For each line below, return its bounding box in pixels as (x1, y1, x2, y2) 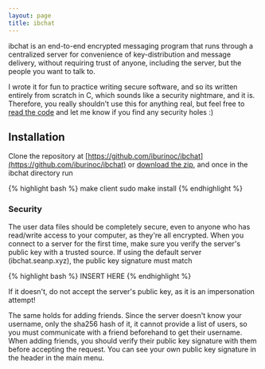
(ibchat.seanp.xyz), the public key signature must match (8, 256, 193, 265)
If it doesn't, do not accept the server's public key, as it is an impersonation (8, 286, 255, 296)
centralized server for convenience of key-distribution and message (8, 49, 232, 59)
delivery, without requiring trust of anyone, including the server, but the (8, 57, 242, 68)
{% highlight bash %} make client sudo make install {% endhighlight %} (8, 184, 244, 194)
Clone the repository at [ (8, 151, 88, 161)
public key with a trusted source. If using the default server (8, 247, 202, 257)
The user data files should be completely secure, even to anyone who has (8, 222, 251, 231)
